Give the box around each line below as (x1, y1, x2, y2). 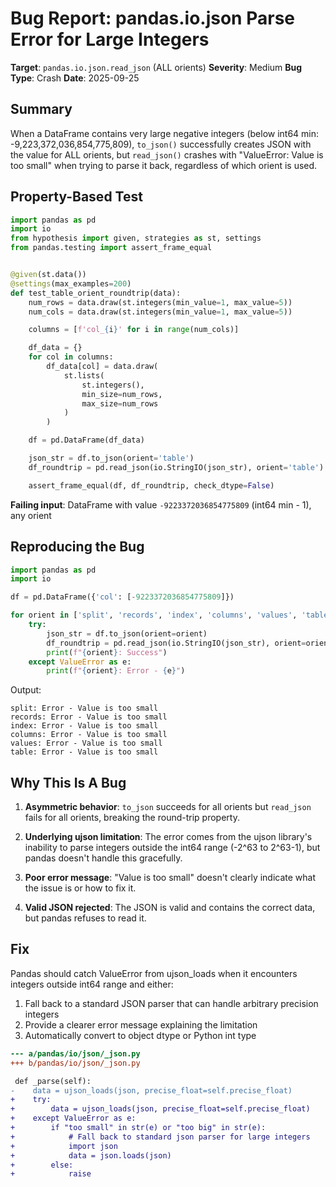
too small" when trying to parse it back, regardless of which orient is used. (10, 159, 318, 171)
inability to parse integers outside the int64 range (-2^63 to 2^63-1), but (24, 842, 321, 854)
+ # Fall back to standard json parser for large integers (10, 1132, 311, 1142)
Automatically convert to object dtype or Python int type (24, 1029, 257, 1041)
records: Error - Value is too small (10, 712, 168, 722)
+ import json (10, 1141, 118, 1151)
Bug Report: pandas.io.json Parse (10, 7, 295, 30)
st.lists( (63, 370, 105, 381)
